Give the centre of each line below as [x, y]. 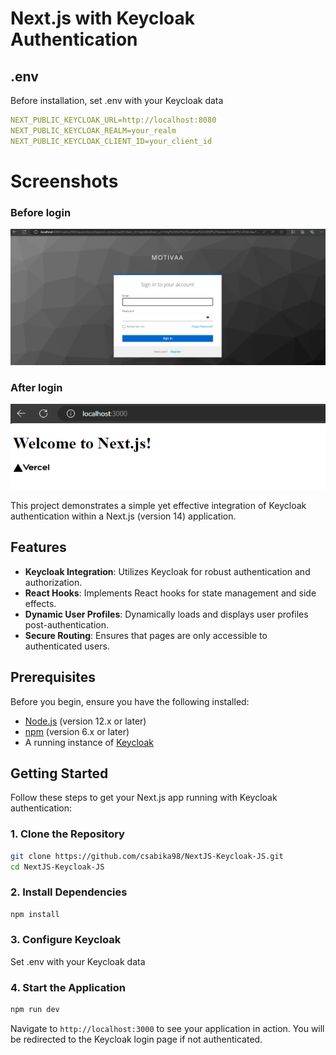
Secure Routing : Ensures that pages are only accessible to [146, 635]
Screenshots [64, 181]
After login [36, 387]
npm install [35, 914]
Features [38, 547]
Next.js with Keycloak [102, 18]
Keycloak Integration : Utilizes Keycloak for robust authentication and [167, 571]
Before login [41, 212]
